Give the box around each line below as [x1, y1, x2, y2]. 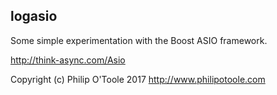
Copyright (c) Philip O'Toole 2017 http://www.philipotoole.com [10, 73, 266, 85]
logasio [10, 8, 58, 25]
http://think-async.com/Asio [10, 54, 126, 66]
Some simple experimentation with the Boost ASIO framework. [10, 34, 268, 46]
